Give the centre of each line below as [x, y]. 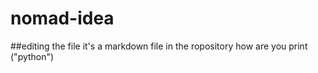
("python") [32, 56]
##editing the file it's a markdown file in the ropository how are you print [159, 46]
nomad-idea [62, 18]
